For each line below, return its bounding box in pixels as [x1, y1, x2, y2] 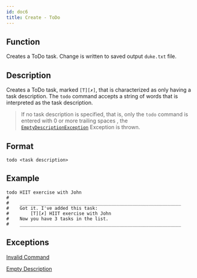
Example [6, 173, 40, 184]
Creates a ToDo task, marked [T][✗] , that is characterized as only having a [6, 86, 191, 93]
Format [6, 141, 34, 151]
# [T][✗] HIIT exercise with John [6, 210, 112, 216]
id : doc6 [6, 8, 28, 15]
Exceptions [6, 238, 49, 248]
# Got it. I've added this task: [6, 205, 98, 211]
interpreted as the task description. [6, 99, 93, 106]
